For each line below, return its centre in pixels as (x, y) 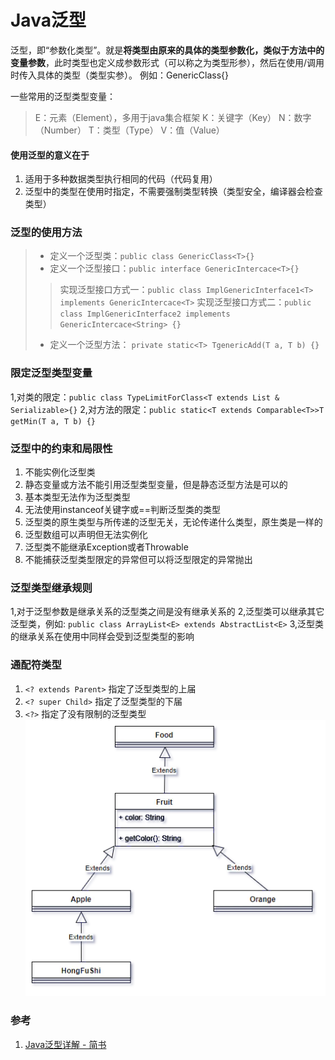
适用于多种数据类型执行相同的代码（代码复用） (121, 179)
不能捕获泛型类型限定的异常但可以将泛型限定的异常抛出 (138, 560)
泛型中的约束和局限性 (61, 448)
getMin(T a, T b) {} (53, 421)
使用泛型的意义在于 (50, 155)
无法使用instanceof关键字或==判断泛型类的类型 (122, 510)
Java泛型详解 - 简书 (65, 1044)
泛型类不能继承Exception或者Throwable (106, 547)
